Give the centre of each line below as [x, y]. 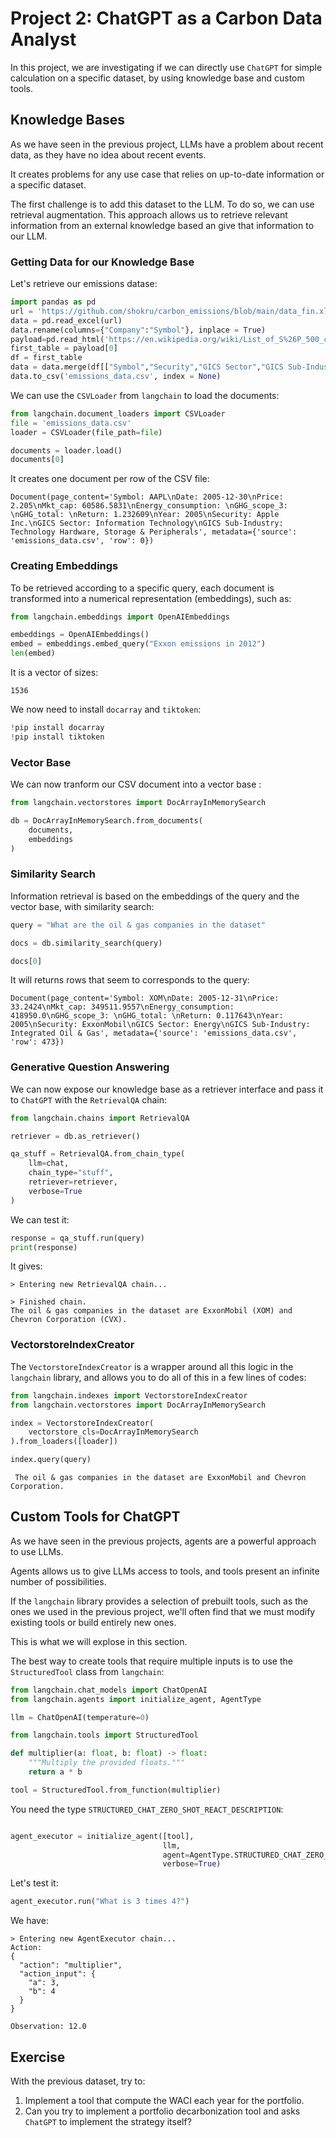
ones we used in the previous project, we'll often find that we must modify [163, 1611]
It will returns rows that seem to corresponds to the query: [130, 980]
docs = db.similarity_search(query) [86, 943]
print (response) [44, 1247]
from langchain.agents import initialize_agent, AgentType [136, 1699]
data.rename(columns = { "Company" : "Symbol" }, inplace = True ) [138, 330]
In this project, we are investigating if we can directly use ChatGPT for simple [166, 67]
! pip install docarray [57, 728]
